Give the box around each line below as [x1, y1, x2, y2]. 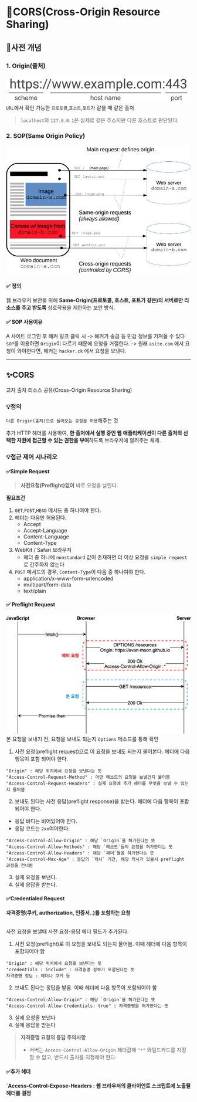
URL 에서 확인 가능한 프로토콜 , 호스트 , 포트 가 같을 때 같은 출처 [6, 104, 134, 111]
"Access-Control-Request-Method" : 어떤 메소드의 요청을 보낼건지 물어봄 [6, 774, 171, 781]
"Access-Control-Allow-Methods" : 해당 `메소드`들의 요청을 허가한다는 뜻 [6, 844, 173, 850]
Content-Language [23, 533, 69, 540]
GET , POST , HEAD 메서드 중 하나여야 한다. [14, 507, 101, 514]
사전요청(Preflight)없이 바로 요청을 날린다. [20, 482, 118, 489]
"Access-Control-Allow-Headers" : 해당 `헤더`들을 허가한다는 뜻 [6, 850, 154, 856]
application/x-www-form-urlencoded [23, 575, 114, 582]
